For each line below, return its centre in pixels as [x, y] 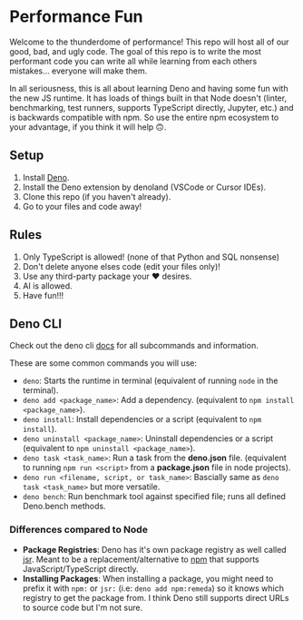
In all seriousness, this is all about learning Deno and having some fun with [149, 88]
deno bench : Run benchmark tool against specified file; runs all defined [154, 497]
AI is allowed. [47, 285]
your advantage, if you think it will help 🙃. [88, 127]
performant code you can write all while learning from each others [133, 61]
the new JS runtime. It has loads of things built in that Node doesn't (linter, [148, 98]
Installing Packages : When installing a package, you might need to [148, 578]
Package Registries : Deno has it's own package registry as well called [155, 549]
